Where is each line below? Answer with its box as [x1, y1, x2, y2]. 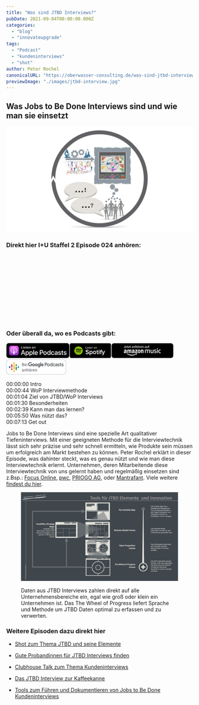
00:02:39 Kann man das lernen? [6, 406, 85, 413]
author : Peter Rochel [6, 66, 60, 72]
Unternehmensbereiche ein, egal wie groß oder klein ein [21, 593, 158, 600]
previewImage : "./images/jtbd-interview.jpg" [6, 78, 120, 84]
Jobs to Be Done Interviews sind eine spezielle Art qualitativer [6, 430, 158, 437]
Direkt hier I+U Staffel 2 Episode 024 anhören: [6, 241, 141, 249]
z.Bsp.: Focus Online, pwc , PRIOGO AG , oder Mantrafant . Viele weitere [6, 474, 178, 481]
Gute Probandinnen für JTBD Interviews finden [14, 652, 129, 659]
